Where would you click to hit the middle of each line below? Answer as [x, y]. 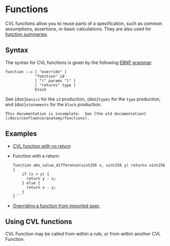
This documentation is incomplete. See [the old [59, 114]
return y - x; [41, 178]
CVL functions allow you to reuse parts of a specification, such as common [84, 23]
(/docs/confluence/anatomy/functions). [47, 118]
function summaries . [27, 34]
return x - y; [41, 187]
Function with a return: [36, 156]
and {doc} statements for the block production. [54, 104]
